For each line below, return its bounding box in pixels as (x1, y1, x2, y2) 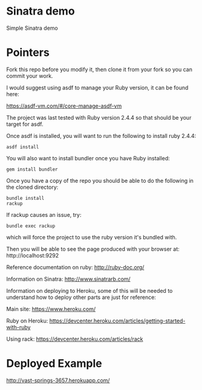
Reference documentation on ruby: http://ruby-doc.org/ (6, 263, 145, 271)
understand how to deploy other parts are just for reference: (6, 293, 156, 301)
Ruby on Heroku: (6, 317, 48, 324)
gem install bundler (6, 166, 59, 173)
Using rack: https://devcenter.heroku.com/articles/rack (6, 335, 143, 343)
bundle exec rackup (6, 223, 56, 229)
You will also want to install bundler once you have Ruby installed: (6, 154, 171, 162)
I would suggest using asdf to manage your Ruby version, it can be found (6, 84, 189, 91)
